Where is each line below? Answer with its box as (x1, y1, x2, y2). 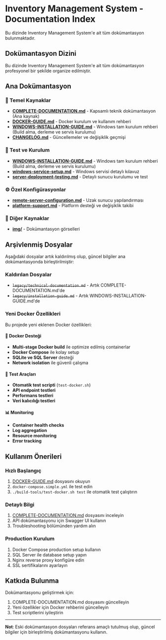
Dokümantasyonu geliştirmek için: (5, 590, 74, 596)
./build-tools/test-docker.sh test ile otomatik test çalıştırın (12, 489, 137, 495)
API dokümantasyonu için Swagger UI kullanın (12, 517, 106, 524)
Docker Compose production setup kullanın (12, 547, 101, 553)
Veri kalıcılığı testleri (12, 398, 56, 404)
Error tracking (12, 438, 42, 444)
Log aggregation (12, 427, 47, 433)
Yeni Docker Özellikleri (5, 310, 61, 317)
